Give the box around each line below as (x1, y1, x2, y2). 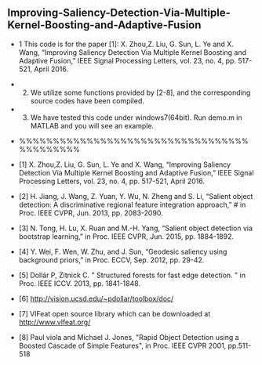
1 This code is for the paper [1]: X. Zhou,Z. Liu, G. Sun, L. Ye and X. (18, 39, 235, 49)
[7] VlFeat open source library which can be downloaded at (18, 309, 211, 318)
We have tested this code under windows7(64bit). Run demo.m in (30, 113, 242, 122)
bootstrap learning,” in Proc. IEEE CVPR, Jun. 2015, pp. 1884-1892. (18, 231, 235, 241)
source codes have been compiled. (30, 96, 144, 105)
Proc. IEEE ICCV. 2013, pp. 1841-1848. (18, 278, 141, 288)
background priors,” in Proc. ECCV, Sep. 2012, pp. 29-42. (18, 255, 205, 265)
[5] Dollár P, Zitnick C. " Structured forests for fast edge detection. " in (18, 270, 246, 280)
